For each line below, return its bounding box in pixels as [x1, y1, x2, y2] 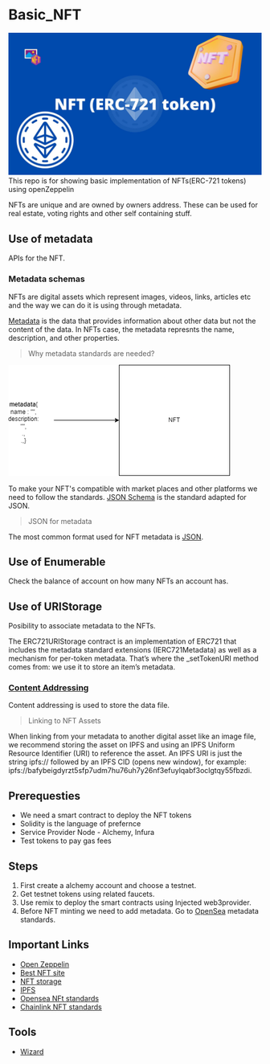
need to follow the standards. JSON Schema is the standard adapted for [8, 492, 247, 501]
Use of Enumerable [8, 555, 106, 568]
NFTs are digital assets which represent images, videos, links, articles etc [8, 292, 252, 301]
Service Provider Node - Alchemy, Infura [19, 828, 155, 837]
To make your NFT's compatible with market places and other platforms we [8, 484, 258, 493]
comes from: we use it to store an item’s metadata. [8, 662, 175, 672]
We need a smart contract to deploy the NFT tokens [19, 810, 192, 821]
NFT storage [19, 976, 62, 986]
